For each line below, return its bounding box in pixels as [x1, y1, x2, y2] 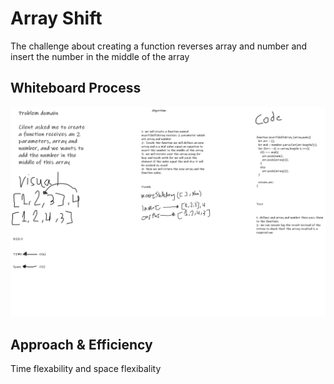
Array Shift [10, 7, 103, 30]
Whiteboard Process [10, 80, 142, 97]
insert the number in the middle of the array [10, 50, 190, 62]
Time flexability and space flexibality [10, 363, 162, 375]
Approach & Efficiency [10, 336, 153, 353]
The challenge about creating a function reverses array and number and [10, 40, 308, 52]
